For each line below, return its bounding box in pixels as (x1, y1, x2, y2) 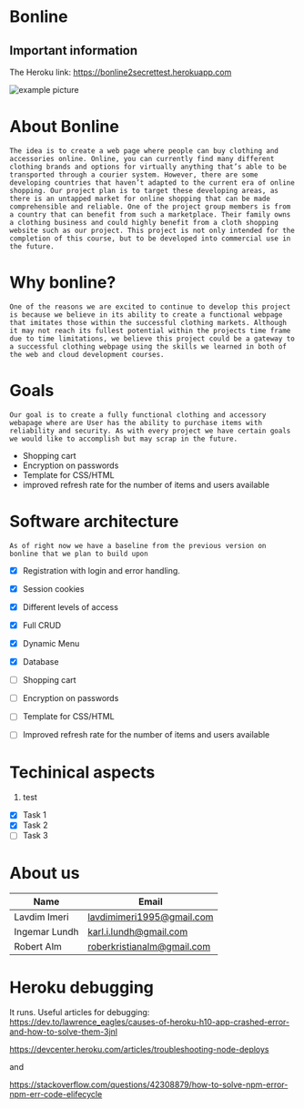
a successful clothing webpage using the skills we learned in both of (9, 341, 287, 351)
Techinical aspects (9, 762, 156, 782)
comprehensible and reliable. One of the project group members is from (9, 202, 291, 211)
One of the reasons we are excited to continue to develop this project (9, 302, 291, 311)
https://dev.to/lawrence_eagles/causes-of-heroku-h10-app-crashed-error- (9, 1017, 289, 1028)
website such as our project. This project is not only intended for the (9, 226, 296, 235)
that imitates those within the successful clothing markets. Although (9, 318, 287, 327)
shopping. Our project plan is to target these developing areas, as (9, 186, 279, 195)
